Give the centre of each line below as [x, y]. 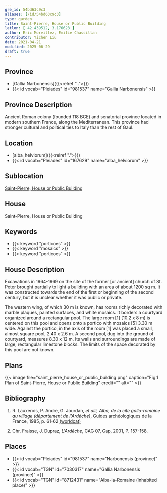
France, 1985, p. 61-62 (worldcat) [47, 421]
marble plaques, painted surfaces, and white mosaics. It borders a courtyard [84, 313]
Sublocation [24, 176]
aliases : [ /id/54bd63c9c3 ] [33, 14]
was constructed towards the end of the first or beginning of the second [79, 292]
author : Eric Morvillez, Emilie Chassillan [51, 33]
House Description [35, 270]
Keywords [21, 231]
